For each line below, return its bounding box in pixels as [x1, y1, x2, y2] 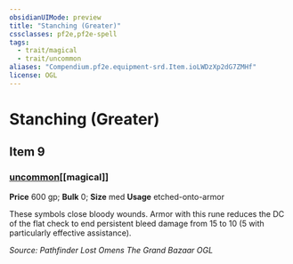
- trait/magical [17, 46, 77, 55]
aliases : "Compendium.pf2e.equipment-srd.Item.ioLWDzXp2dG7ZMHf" [9, 63, 256, 72]
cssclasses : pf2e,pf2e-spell [9, 29, 118, 38]
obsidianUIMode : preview [9, 12, 102, 22]
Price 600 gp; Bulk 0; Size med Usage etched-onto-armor [9, 191, 225, 202]
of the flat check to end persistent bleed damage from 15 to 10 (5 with [9, 218, 265, 228]
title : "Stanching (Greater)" [9, 21, 122, 30]
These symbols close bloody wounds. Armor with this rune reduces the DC [9, 208, 285, 219]
